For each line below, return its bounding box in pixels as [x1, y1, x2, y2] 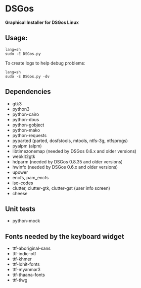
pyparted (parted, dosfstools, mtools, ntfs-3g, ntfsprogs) [12, 138, 128, 144]
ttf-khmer [12, 256, 32, 262]
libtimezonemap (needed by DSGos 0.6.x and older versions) [12, 148, 137, 154]
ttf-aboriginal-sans [12, 245, 51, 251]
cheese [12, 190, 28, 196]
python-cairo [12, 111, 39, 117]
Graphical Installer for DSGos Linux [5, 19, 79, 25]
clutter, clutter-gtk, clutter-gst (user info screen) [12, 185, 110, 191]
